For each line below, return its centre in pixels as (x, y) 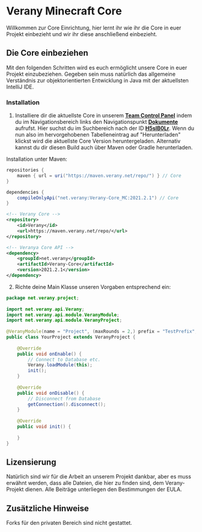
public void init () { (44, 427)
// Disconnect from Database (64, 398)
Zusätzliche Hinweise (47, 508)
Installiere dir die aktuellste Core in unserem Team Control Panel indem (103, 116)
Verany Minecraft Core (64, 11)
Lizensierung (31, 462)
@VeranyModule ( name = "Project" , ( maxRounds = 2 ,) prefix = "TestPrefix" (101, 332)
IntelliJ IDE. (20, 87)
